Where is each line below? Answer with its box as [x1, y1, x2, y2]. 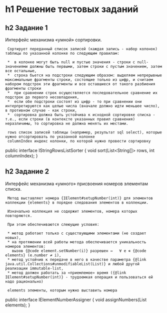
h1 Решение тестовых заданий [5, 4, 138, 15]
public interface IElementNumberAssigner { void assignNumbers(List [5, 296, 146, 302]
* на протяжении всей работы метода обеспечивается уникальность [7, 239, 146, 244]
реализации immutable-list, [5, 266, 64, 271]
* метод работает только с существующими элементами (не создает [7, 231, 146, 236]
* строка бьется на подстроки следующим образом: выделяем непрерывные [7, 73, 162, 78]
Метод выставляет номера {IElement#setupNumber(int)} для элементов [7, 196, 153, 201]
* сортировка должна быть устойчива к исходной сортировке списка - [7, 112, 155, 117]
